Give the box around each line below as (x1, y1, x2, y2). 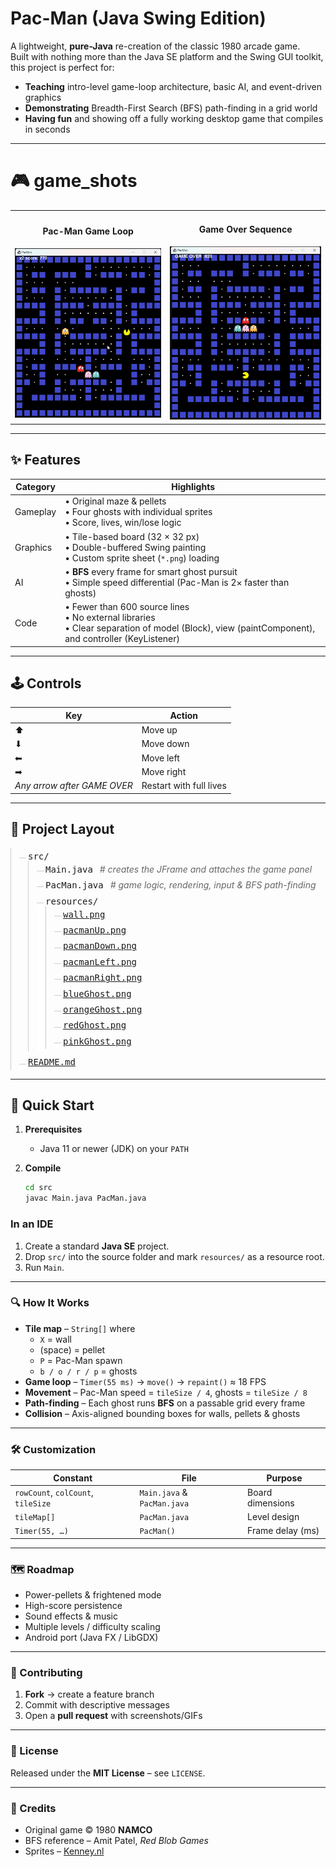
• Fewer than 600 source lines (64, 601, 190, 613)
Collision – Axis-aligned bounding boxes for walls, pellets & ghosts (24, 1407, 301, 1419)
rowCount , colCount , (14, 1486, 94, 1498)
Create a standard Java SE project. (24, 1240, 170, 1252)
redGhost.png (63, 1020, 127, 1031)
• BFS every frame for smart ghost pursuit (64, 565, 238, 577)
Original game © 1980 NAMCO (24, 1824, 153, 1836)
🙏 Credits (10, 1801, 57, 1815)
